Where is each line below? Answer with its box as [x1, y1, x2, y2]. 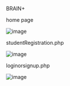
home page [6, 16, 34, 23]
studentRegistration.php [6, 39, 64, 46]
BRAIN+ [6, 5, 25, 12]
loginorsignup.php [6, 62, 50, 69]
